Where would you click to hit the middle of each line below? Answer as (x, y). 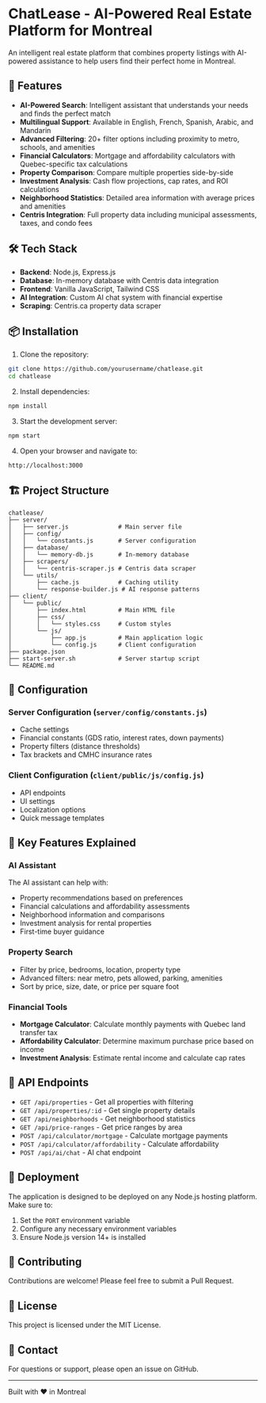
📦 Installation (44, 331)
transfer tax (38, 1032)
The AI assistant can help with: (58, 883)
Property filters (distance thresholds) (80, 747)
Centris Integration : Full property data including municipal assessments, (138, 214)
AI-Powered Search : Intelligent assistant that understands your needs (134, 105)
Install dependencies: (55, 392)
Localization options (53, 809)
